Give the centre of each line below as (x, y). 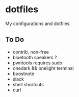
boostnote (23, 74)
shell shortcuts (28, 84)
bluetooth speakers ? (35, 57)
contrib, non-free (31, 52)
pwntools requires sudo (37, 63)
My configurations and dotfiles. (38, 23)
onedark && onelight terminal (43, 68)
